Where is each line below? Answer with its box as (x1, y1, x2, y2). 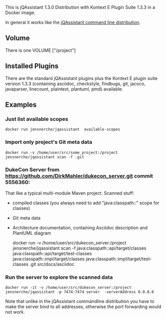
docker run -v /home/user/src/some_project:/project (5, 150, 118, 155)
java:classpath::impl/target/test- (86, 256, 152, 262)
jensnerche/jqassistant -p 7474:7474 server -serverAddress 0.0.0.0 (5, 289, 154, 295)
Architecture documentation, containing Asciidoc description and (12, 224, 148, 230)
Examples (5, 101, 37, 109)
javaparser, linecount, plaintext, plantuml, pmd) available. (5, 86, 123, 92)
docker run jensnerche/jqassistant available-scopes (5, 127, 121, 132)
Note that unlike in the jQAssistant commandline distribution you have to (5, 298, 154, 304)
